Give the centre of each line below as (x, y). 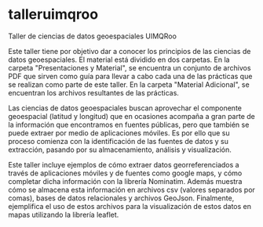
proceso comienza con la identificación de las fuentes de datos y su (119, 141)
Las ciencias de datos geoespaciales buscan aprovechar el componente (125, 108)
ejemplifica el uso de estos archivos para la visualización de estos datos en (130, 206)
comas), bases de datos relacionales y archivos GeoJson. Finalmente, (121, 198)
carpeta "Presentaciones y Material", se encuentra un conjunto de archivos (130, 67)
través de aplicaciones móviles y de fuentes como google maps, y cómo (125, 173)
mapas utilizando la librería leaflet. (64, 214)
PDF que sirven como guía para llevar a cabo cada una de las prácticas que (130, 76)
